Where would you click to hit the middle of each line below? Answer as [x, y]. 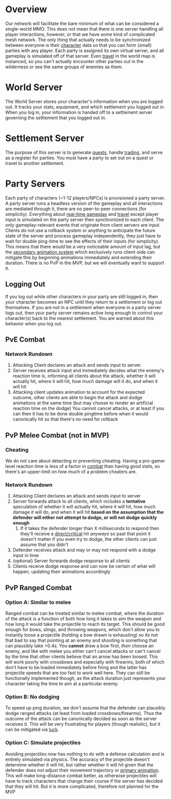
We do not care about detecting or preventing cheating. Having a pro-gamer [85, 461]
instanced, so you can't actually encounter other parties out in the [74, 61]
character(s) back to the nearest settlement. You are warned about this [80, 318]
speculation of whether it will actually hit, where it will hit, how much [84, 507]
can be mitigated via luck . [32, 730]
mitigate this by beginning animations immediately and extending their [79, 257]
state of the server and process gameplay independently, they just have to [83, 236]
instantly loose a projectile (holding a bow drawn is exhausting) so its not [82, 635]
